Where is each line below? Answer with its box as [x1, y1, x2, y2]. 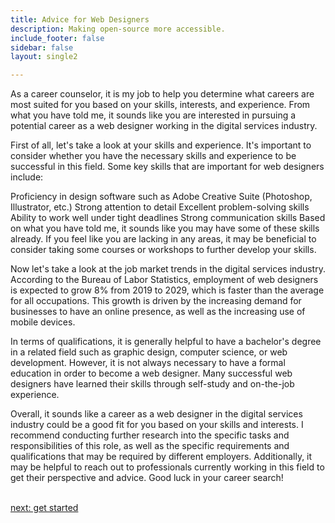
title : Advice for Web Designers [10, 14, 150, 25]
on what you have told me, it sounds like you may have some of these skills [10, 222, 320, 235]
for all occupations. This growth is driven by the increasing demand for [10, 295, 302, 307]
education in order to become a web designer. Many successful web [10, 367, 293, 380]
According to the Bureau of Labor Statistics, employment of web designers [10, 274, 319, 286]
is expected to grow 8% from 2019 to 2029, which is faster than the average [10, 284, 325, 296]
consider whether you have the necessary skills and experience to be [10, 150, 297, 162]
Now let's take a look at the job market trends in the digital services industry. [10, 263, 326, 275]
